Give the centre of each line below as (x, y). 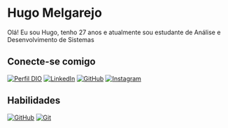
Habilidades (34, 100)
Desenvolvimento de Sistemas (51, 39)
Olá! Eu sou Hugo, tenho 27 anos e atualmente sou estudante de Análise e (114, 32)
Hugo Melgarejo (55, 13)
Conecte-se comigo (51, 62)
